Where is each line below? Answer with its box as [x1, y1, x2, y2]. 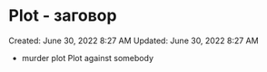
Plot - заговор [8, 5, 117, 26]
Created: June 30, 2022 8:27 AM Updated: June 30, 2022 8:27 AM [8, 35, 260, 46]
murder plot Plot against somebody [21, 52, 154, 63]
